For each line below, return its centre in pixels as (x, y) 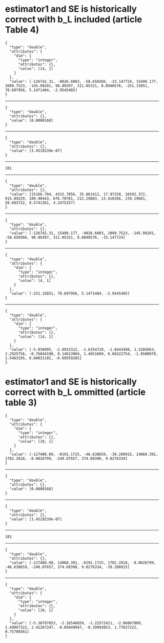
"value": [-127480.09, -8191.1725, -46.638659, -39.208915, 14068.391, (84, 454)
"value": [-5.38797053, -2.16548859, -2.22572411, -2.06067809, (76, 623)
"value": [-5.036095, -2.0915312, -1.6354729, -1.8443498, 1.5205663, (83, 349)
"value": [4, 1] (34, 280)
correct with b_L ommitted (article (75, 392)
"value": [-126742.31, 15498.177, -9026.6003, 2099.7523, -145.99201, (83, 233)
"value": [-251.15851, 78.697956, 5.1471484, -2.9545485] (70, 293)
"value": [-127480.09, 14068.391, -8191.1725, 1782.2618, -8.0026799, (83, 563)
